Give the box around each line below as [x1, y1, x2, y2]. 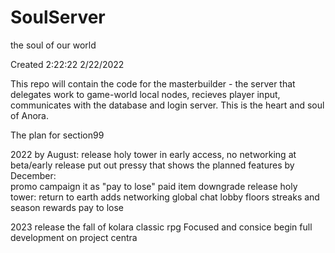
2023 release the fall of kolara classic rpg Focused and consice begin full [10, 221, 313, 233]
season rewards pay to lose [10, 201, 125, 213]
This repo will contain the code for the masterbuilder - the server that [10, 77, 296, 90]
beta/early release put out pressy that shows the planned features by [10, 159, 295, 171]
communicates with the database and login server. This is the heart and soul [10, 99, 325, 111]
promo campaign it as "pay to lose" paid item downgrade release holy [10, 180, 298, 192]
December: [10, 169, 57, 181]
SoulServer [10, 6, 106, 29]
